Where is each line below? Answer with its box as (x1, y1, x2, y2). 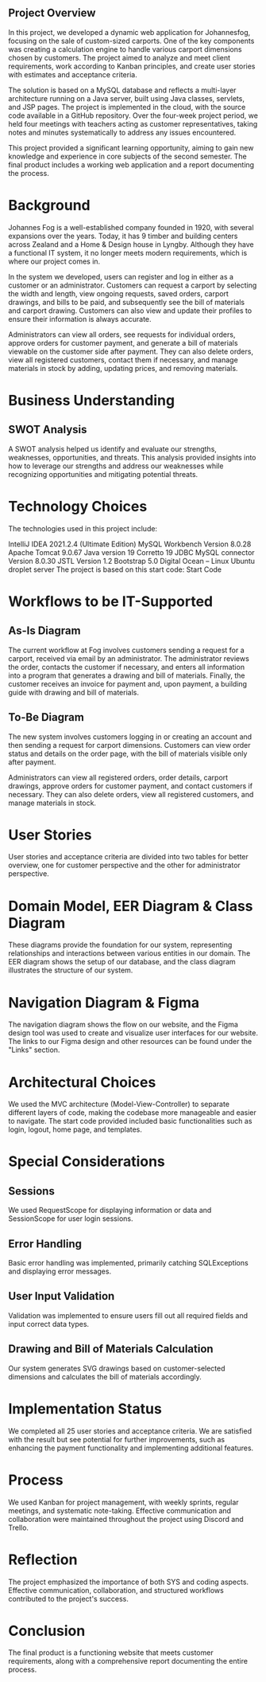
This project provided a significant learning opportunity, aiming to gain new (8, 143, 254, 152)
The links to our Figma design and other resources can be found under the (8, 1037, 253, 1046)
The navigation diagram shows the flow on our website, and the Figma (8, 1019, 238, 1030)
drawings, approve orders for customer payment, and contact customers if (8, 780, 253, 791)
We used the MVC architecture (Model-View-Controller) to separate (8, 1099, 230, 1109)
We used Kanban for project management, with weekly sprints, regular (8, 1497, 240, 1507)
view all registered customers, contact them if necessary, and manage (8, 354, 238, 365)
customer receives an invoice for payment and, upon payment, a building (8, 679, 248, 688)
